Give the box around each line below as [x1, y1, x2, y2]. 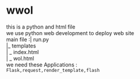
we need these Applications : [6, 61, 77, 68]
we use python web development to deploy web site [6, 29, 135, 36]
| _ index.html [6, 48, 39, 55]
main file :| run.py [6, 36, 49, 43]
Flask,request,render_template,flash [6, 67, 100, 73]
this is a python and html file [6, 23, 76, 30]
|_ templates [6, 42, 36, 49]
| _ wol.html [6, 55, 35, 62]
